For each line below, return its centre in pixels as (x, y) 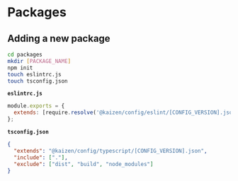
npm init (20, 68)
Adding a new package (59, 39)
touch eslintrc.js (34, 74)
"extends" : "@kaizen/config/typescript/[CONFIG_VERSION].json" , (110, 151)
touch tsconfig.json (38, 81)
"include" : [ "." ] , (41, 157)
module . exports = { (36, 106)
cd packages (25, 54)
